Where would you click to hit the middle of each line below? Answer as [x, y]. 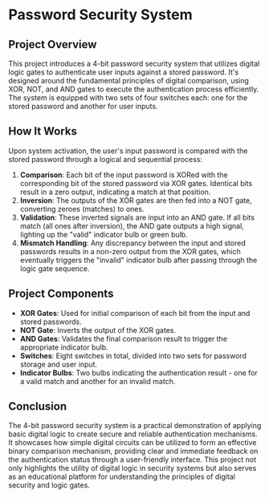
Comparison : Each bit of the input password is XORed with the [124, 175]
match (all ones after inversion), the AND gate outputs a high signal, [132, 225]
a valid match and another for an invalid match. [98, 381]
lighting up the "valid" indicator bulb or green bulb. [104, 234]
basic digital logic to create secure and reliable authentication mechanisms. [133, 434]
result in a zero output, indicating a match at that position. [115, 192]
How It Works [43, 131]
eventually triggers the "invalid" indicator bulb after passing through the [139, 260]
